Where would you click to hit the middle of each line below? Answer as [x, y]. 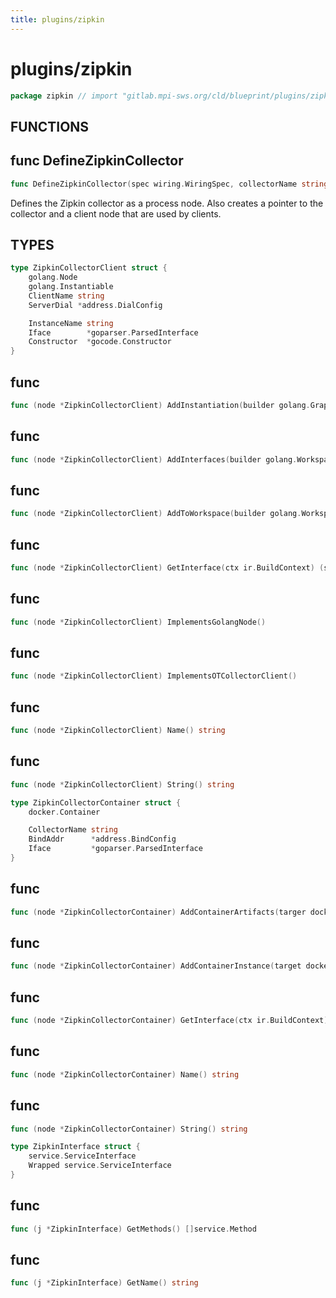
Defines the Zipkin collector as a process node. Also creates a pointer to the [167, 203]
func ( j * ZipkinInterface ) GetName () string [104, 1283]
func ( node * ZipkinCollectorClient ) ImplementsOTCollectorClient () [154, 676]
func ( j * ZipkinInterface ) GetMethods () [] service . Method [133, 1229]
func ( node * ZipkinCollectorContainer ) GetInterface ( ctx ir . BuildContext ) [169, 1021]
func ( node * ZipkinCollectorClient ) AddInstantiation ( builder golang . [160, 406]
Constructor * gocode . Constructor [100, 342]
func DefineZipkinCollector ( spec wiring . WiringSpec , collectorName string [169, 184]
